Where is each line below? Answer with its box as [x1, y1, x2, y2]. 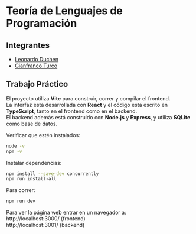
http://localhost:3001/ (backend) [6, 222, 85, 229]
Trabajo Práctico [6, 79, 68, 89]
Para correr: [6, 187, 35, 194]
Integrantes [6, 40, 50, 50]
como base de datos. [6, 120, 58, 127]
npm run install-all [6, 176, 57, 182]
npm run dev [6, 198, 35, 204]
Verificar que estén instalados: [6, 131, 81, 138]
